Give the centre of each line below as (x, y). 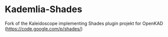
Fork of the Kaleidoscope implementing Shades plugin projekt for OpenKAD (84, 23)
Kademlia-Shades (44, 9)
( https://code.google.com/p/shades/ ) (44, 28)
